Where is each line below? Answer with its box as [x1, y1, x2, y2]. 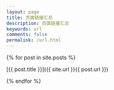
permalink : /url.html [6, 37, 62, 43]
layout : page [6, 9, 40, 15]
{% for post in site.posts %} [6, 54, 76, 61]
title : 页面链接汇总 [6, 15, 53, 21]
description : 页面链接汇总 [6, 20, 69, 26]
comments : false [6, 32, 48, 38]
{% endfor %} [6, 77, 41, 85]
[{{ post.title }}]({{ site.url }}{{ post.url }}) [6, 66, 109, 73]
